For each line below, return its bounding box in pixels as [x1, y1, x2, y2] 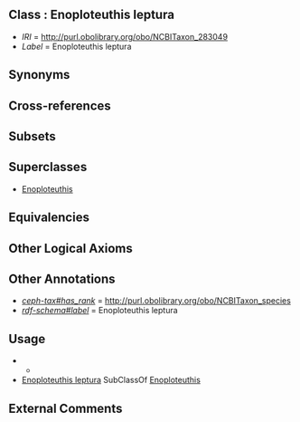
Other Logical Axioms [8, 240, 133, 256]
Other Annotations [8, 271, 116, 286]
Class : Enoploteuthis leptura [8, 7, 175, 23]
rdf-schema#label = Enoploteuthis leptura [21, 305, 178, 316]
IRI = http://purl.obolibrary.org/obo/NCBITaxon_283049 [21, 31, 228, 42]
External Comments [8, 400, 123, 416]
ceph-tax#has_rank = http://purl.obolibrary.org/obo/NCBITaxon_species [21, 295, 291, 306]
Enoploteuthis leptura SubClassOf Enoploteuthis [21, 375, 201, 386]
